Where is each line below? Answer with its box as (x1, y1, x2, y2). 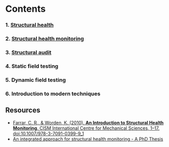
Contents (5, 3, 46, 15)
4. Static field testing (5, 62, 59, 70)
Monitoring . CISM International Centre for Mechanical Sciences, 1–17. (12, 125, 160, 131)
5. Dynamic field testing (5, 76, 66, 83)
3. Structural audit (5, 49, 52, 56)
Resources (5, 106, 41, 115)
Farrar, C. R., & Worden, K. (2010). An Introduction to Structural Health (12, 119, 164, 125)
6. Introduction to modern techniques (5, 90, 101, 97)
